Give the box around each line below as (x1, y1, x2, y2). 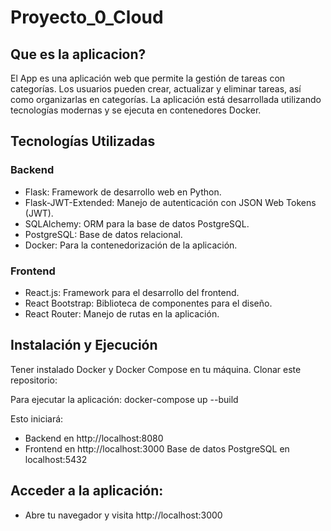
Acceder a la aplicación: (10, 482, 164, 500)
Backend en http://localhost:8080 (24, 432, 164, 444)
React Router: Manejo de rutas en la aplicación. (24, 307, 220, 320)
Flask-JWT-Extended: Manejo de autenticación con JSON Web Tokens (24, 196, 317, 208)
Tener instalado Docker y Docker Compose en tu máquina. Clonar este (10, 363, 302, 375)
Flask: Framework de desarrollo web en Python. (24, 186, 222, 198)
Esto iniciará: (10, 412, 64, 425)
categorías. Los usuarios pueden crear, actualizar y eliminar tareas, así (10, 83, 302, 95)
